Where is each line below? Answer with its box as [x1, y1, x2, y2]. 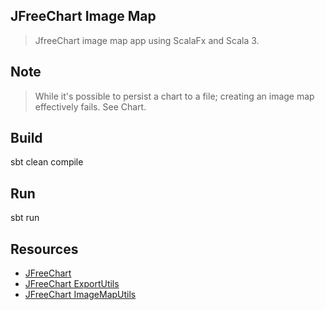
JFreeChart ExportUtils [24, 278, 120, 290]
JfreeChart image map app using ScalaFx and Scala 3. [34, 34, 260, 46]
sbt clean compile [10, 156, 84, 168]
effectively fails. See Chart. [34, 100, 147, 113]
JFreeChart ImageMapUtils [24, 289, 137, 301]
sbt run [10, 212, 40, 224]
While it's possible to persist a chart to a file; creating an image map [34, 90, 315, 102]
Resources [10, 240, 79, 258]
